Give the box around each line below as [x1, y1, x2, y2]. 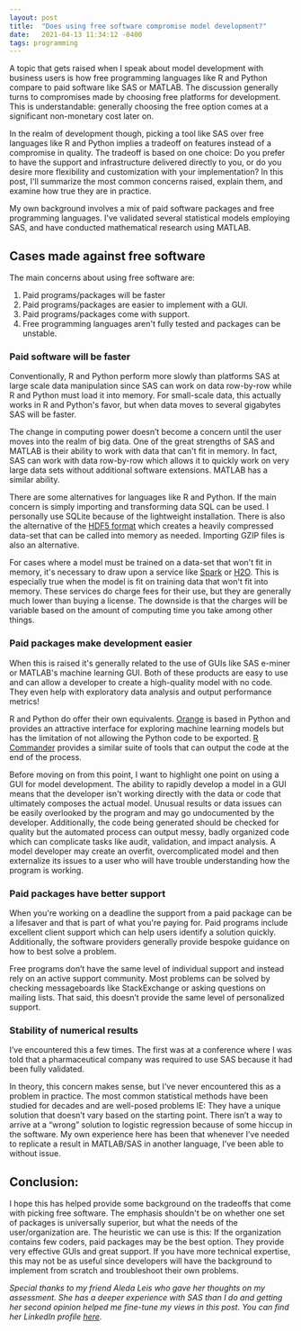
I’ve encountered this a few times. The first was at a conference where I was [9, 1045, 292, 1055]
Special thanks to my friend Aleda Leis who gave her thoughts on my [9, 1282, 266, 1293]
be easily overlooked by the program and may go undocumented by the [9, 807, 275, 818]
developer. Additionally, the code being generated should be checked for [9, 817, 280, 828]
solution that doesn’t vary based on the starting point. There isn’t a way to [9, 1109, 283, 1121]
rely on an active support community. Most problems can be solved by [9, 973, 271, 983]
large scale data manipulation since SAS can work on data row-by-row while [9, 380, 292, 392]
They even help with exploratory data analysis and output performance [9, 686, 272, 697]
